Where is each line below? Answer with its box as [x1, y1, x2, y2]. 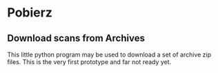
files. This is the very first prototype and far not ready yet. [7, 58, 172, 66]
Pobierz [7, 5, 53, 21]
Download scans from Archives [7, 32, 145, 44]
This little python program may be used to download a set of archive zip [7, 50, 212, 59]
